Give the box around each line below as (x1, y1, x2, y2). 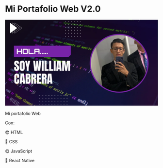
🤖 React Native (5, 158, 35, 164)
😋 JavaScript (5, 148, 33, 154)
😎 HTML (5, 130, 23, 135)
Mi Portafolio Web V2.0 (5, 3, 101, 15)
